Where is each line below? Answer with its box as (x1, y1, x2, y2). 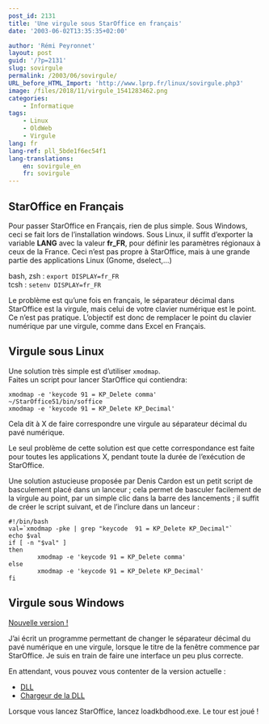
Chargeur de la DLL (19, 690, 86, 701)
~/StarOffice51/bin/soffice (8, 398, 103, 406)
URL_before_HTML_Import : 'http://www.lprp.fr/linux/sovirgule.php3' (8, 79, 244, 87)
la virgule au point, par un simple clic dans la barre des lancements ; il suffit (8, 493, 260, 503)
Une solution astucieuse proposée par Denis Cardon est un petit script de (8, 475, 253, 486)
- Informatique (23, 102, 74, 110)
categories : (8, 94, 48, 102)
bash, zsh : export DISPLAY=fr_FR (8, 270, 120, 280)
